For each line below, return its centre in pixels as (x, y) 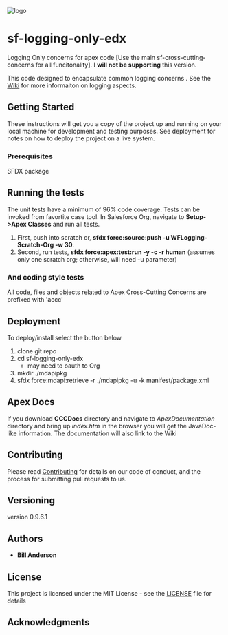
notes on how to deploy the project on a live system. (81, 138)
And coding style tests (46, 277)
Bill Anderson (37, 555)
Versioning (31, 500)
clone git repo (37, 351)
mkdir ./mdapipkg (42, 373)
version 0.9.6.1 (27, 517)
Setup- (196, 216)
